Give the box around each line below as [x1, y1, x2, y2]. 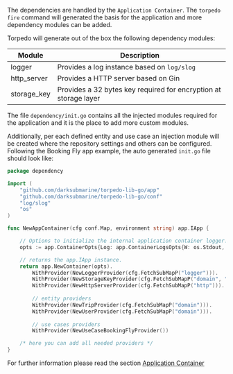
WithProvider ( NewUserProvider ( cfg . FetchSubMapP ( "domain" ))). [32, 308, 213, 315]
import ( [7, 180, 33, 187]
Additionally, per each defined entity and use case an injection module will [7, 132, 220, 140]
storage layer [57, 94, 101, 103]
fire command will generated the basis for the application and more [7, 13, 202, 22]
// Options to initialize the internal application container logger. [19, 237, 228, 244]
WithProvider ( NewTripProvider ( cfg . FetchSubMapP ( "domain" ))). [32, 301, 213, 308]
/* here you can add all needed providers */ [19, 340, 154, 347]
